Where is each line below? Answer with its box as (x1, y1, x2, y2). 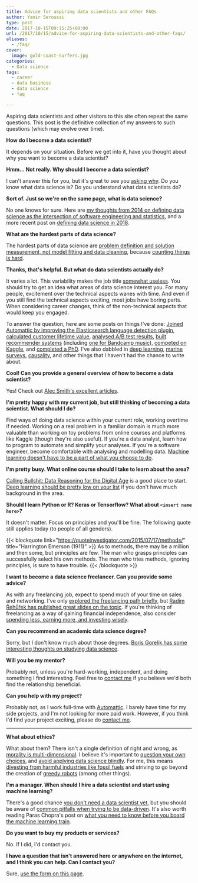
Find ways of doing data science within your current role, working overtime (6, 416, 189, 423)
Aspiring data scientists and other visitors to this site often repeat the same (6, 112, 189, 119)
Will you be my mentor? (6, 656, 65, 664)
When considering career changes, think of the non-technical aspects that (6, 302, 187, 309)
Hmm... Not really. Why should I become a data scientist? (6, 166, 149, 173)
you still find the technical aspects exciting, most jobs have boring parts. (6, 296, 181, 303)
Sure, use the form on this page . (6, 870, 84, 877)
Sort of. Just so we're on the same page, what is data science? (6, 195, 163, 202)
